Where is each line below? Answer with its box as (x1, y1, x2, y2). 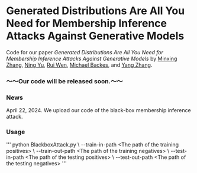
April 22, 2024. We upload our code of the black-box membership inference (6, 107, 191, 114)
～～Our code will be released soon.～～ (6, 77, 123, 85)
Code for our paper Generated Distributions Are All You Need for (6, 48, 164, 56)
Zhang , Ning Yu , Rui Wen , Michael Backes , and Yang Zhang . (6, 61, 153, 68)
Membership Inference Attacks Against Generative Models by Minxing (6, 55, 177, 62)
